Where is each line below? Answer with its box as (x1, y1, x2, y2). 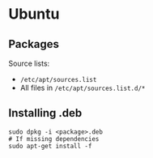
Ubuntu (8, 5, 60, 23)
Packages (8, 37, 59, 51)
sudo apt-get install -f (8, 142, 92, 150)
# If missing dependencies (8, 135, 100, 143)
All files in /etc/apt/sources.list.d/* (19, 83, 146, 92)
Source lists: (8, 58, 50, 68)
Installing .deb (8, 106, 83, 120)
